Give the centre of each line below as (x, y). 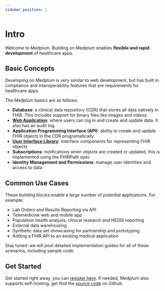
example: (14, 200)
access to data (27, 168)
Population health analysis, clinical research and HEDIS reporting (78, 220)
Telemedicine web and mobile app (47, 215)
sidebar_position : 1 (26, 10)
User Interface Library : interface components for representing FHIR (81, 142)
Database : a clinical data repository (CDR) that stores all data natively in (85, 110)
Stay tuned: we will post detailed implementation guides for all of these (77, 246)
